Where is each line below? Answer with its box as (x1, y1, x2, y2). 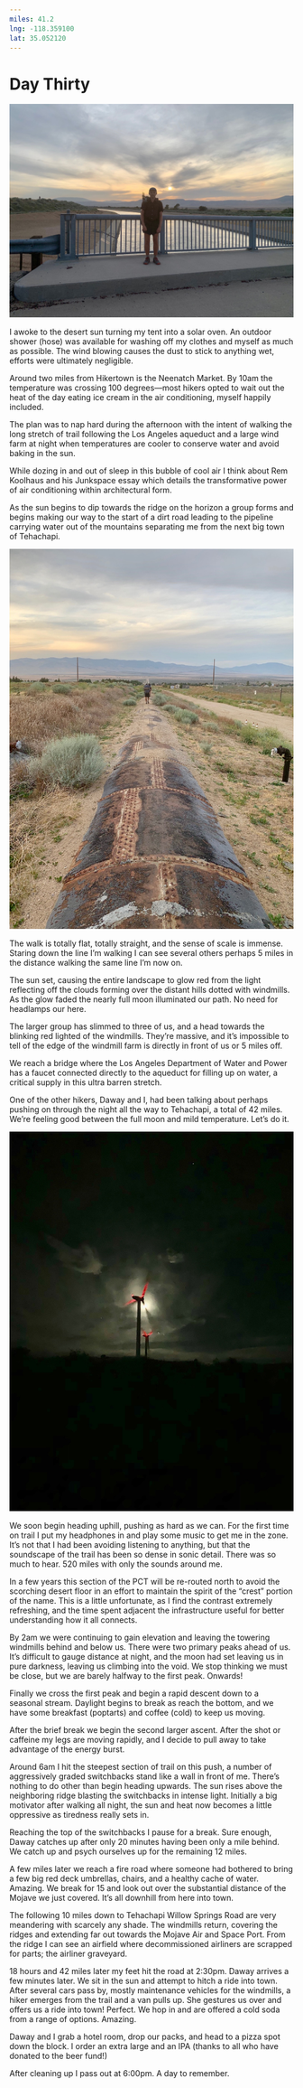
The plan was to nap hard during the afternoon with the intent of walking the (9, 419, 293, 430)
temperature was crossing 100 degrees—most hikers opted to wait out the (9, 382, 285, 393)
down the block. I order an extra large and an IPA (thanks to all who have (9, 2040, 280, 2051)
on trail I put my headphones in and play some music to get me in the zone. (9, 1530, 289, 1540)
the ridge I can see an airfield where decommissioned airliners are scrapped (9, 1938, 293, 1949)
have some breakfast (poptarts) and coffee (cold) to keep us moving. (9, 1707, 266, 1718)
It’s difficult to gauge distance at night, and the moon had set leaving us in (9, 1651, 284, 1662)
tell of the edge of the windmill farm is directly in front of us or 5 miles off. (9, 1040, 282, 1051)
